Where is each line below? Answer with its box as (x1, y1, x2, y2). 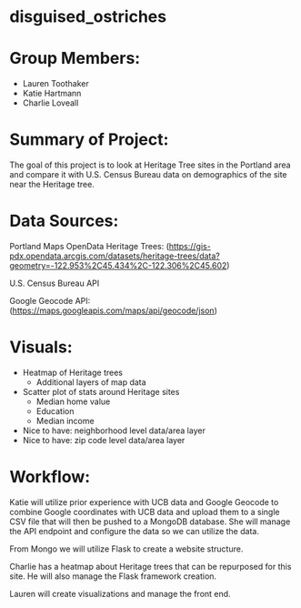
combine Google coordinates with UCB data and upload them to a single (9, 506, 280, 517)
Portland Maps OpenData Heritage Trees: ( (9, 241, 170, 251)
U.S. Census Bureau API (9, 278, 100, 289)
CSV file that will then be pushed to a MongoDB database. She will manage (9, 516, 291, 527)
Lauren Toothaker (22, 78, 89, 89)
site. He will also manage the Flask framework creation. (9, 571, 216, 582)
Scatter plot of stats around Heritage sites (22, 386, 180, 397)
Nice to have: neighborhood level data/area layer (22, 425, 206, 436)
